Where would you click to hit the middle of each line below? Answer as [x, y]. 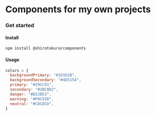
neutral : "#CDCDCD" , [32, 104]
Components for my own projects [78, 9]
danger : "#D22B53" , [31, 94]
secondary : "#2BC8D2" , [34, 90]
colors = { [17, 71]
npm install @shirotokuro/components [46, 49]
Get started [20, 26]
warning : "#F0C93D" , [32, 99]
